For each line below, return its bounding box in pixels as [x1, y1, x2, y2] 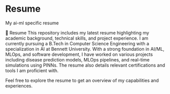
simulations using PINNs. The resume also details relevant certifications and [5, 62, 165, 68]
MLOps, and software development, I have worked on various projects [5, 51, 153, 57]
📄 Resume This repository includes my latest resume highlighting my [5, 29, 150, 36]
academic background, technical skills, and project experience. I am [5, 35, 149, 41]
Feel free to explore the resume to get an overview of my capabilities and [5, 77, 159, 83]
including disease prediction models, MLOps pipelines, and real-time [5, 56, 150, 62]
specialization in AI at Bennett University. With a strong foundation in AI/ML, [5, 46, 165, 52]
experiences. [5, 82, 33, 89]
